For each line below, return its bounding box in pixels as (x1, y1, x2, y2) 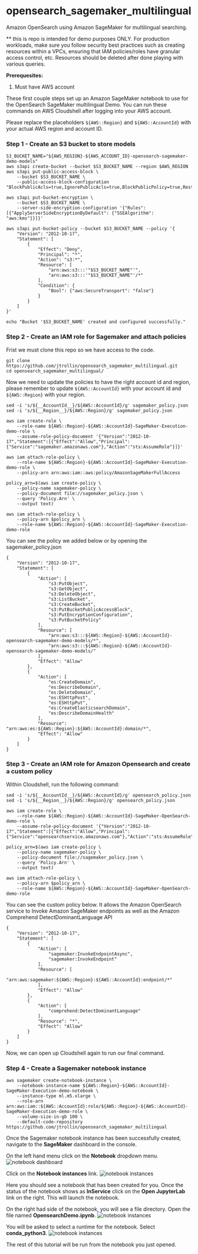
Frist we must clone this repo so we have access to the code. (6, 346, 155, 353)
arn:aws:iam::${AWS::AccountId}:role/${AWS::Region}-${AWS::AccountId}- (6, 1104, 189, 1110)
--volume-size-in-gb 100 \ (16, 1114, 83, 1120)
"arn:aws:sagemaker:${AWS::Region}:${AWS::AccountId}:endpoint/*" (6, 976, 173, 983)
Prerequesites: (6, 72, 43, 79)
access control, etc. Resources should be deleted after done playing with (6, 54, 184, 61)
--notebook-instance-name (16, 1083, 81, 1089)
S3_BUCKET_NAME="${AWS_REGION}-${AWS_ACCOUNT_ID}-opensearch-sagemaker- (6, 153, 189, 159)
